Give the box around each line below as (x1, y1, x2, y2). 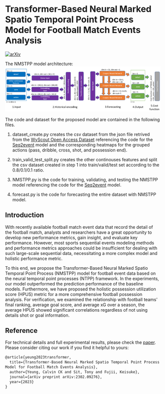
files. (5, 122, 15, 128)
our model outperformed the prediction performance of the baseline (5, 281, 144, 287)
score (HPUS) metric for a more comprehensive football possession (5, 291, 143, 297)
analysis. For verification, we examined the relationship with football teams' (5, 296, 158, 302)
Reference (5, 326, 38, 335)
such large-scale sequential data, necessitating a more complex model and (5, 250, 158, 256)
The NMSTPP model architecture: (5, 61, 73, 67)
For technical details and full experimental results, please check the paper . (5, 339, 156, 346)
